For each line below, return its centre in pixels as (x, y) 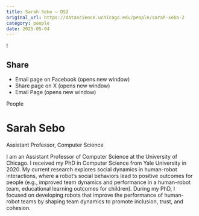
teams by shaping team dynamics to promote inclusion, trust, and (102, 202)
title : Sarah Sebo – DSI (37, 12)
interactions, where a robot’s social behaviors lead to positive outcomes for (99, 176)
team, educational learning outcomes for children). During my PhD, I (91, 189)
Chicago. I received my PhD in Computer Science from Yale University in (96, 163)
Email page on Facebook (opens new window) (72, 80)
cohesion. (19, 208)
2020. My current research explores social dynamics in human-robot (92, 169)
